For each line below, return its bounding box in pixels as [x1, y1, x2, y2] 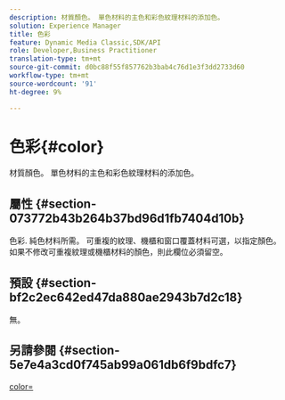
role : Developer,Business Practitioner [9, 46, 158, 55]
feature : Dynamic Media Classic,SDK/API [9, 37, 162, 47]
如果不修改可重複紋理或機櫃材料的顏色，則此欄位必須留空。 [9, 247, 228, 257]
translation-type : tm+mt [9, 54, 102, 63]
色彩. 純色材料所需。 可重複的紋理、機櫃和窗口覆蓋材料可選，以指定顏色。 [9, 235, 281, 246]
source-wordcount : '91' [9, 79, 98, 88]
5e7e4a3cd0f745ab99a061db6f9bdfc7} [9, 357, 238, 372]
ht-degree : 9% [9, 87, 62, 96]
